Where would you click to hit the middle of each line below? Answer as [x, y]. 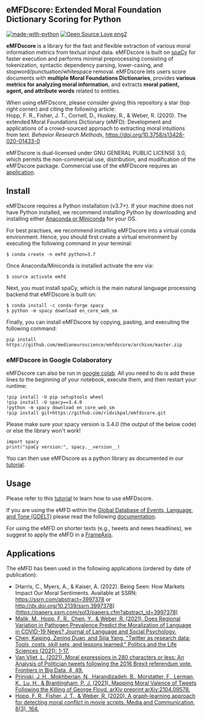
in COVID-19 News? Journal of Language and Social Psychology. [95, 631]
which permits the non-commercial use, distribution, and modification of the [101, 159]
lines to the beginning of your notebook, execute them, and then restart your [101, 379]
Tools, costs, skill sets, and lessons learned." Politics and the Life [96, 644]
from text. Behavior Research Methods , [55, 134]
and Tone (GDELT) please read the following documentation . [82, 516]
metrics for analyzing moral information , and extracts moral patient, [93, 84]
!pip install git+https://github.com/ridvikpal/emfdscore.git [86, 413]
